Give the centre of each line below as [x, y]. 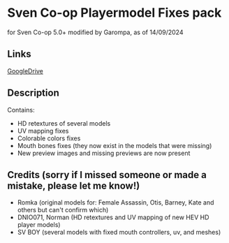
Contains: [21, 110]
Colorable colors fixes [49, 138]
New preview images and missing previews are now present [104, 153]
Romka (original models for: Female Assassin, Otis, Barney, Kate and [116, 202]
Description [33, 93]
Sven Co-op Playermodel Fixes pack [114, 13]
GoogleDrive [25, 71]
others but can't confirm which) [63, 210]
